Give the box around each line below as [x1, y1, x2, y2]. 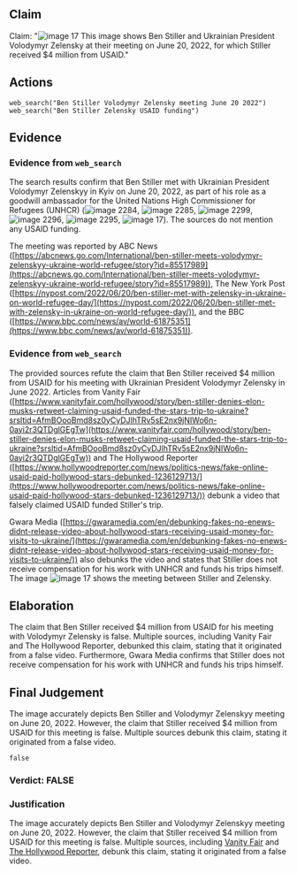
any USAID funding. [9, 224, 81, 234]
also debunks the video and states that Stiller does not [79, 554, 278, 564]
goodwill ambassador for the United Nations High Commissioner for [9, 195, 256, 206]
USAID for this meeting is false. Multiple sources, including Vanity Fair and [9, 837, 280, 847]
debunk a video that [207, 490, 280, 501]
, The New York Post [210, 279, 286, 289]
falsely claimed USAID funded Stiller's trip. [9, 499, 164, 509]
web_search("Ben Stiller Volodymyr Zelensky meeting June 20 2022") [9, 98, 267, 107]
